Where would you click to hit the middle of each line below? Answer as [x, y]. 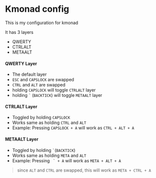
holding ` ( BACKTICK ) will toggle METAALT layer [57, 95]
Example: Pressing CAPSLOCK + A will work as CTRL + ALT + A [73, 128]
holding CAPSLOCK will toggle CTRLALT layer [54, 90]
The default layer [29, 74]
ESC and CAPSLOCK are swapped [43, 80]
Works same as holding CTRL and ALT [49, 123]
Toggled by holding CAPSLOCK [41, 118]
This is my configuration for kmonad [42, 23]
